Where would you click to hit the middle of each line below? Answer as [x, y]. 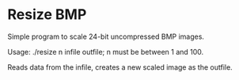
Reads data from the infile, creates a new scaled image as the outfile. [120, 67]
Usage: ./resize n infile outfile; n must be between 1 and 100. [106, 51]
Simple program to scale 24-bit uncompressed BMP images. [106, 36]
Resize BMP [47, 15]
